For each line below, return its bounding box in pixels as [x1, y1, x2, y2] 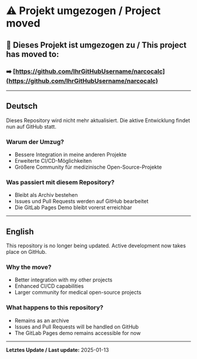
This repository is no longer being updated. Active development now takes [6, 242, 186, 249]
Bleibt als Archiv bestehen [14, 192, 78, 199]
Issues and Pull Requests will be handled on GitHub [14, 323, 139, 330]
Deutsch [6, 101, 38, 111]
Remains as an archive [14, 317, 69, 324]
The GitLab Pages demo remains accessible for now [14, 329, 141, 336]
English [6, 226, 34, 236]
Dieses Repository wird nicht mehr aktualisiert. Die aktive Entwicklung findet [6, 116, 191, 124]
